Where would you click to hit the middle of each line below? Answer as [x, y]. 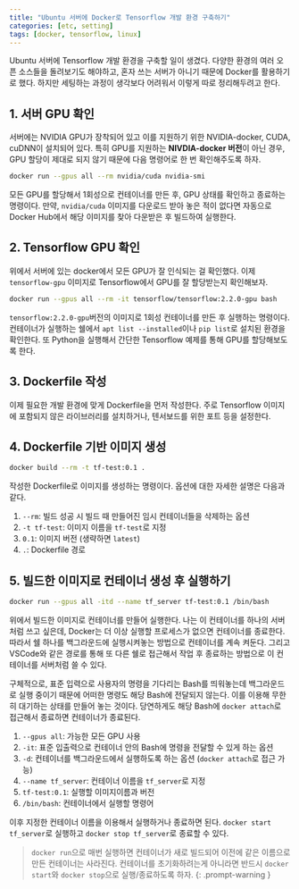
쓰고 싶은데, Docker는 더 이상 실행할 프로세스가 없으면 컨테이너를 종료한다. [155, 631]
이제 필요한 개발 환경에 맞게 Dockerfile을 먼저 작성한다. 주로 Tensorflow [135, 405]
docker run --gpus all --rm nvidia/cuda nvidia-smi [107, 176]
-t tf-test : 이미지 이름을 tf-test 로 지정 [94, 527]
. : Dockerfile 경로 [54, 549]
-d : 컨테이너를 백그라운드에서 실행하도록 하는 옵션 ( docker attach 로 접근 [149, 758]
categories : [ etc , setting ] [62, 26]
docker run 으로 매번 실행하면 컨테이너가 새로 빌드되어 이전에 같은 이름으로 [161, 852]
